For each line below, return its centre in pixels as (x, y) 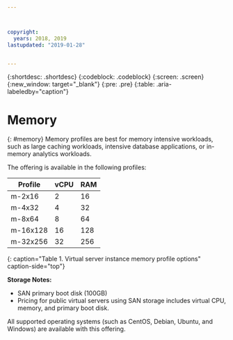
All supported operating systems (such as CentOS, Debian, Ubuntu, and (110, 322)
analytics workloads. (62, 154)
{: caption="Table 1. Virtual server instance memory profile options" (104, 259)
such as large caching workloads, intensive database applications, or (106, 146)
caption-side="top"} (36, 266)
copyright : (23, 32)
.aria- (164, 84)
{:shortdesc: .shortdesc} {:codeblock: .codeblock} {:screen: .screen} (106, 77)
